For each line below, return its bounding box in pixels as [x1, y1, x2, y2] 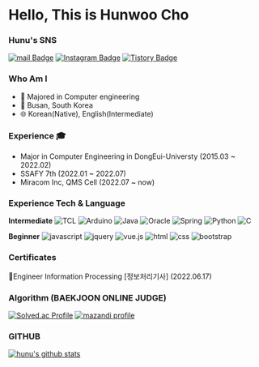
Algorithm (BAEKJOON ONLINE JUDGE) [8, 292, 168, 303]
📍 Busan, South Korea [19, 100, 93, 110]
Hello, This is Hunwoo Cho [8, 6, 189, 24]
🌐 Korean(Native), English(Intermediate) [19, 109, 154, 118]
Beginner [8, 232, 40, 241]
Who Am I [8, 73, 48, 84]
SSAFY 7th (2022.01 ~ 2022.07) [19, 169, 127, 179]
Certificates [8, 252, 57, 263]
